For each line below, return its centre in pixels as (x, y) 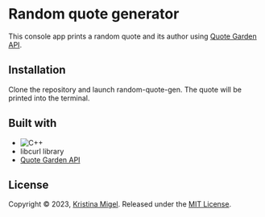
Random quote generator (94, 14)
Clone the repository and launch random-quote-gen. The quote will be (125, 89)
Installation (37, 70)
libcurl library (42, 151)
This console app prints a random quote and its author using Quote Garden (133, 36)
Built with (33, 123)
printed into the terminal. (49, 98)
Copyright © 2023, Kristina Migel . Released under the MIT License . (120, 204)
